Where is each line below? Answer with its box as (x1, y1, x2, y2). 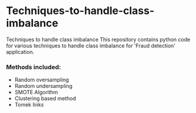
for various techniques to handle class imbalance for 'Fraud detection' (6, 42, 176, 49)
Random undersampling (14, 83, 73, 90)
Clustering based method (14, 95, 76, 102)
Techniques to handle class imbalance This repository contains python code (6, 36, 191, 43)
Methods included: (6, 63, 62, 71)
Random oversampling (14, 76, 69, 83)
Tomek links (14, 101, 44, 108)
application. (6, 48, 35, 55)
